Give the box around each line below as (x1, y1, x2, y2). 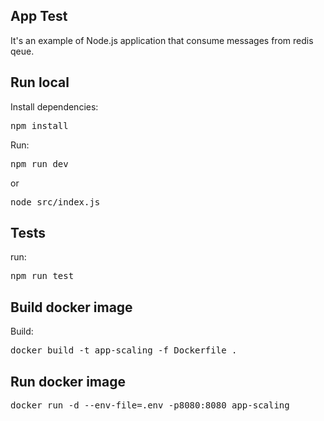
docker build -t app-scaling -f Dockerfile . (10, 345, 238, 356)
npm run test (10, 270, 75, 282)
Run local (10, 74, 70, 91)
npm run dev (10, 158, 69, 169)
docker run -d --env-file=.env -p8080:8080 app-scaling (10, 400, 290, 411)
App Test (10, 8, 68, 25)
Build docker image (10, 299, 133, 316)
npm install (10, 120, 69, 131)
